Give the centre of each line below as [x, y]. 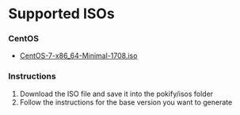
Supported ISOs [61, 14]
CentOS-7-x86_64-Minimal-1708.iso [78, 56]
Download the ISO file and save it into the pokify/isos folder [116, 94]
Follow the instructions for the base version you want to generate [126, 102]
